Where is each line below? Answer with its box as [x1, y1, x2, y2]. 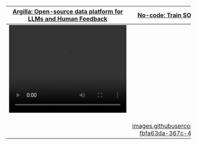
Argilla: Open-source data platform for [12, 8, 123, 15]
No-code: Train [137, 11, 182, 19]
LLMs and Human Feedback [28, 15, 108, 23]
